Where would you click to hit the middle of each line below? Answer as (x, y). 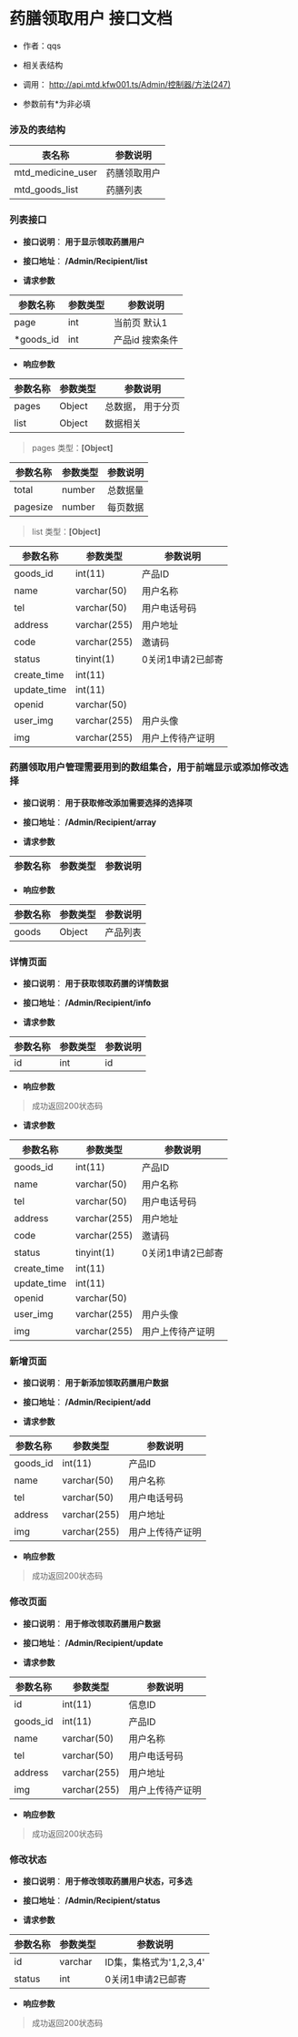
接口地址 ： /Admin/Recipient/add (87, 1402)
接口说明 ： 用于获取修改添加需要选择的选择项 (107, 802)
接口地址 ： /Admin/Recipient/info (87, 1003)
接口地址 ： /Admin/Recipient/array (89, 822)
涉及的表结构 (38, 129)
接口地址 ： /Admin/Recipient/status (91, 1900)
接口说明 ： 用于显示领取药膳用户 (84, 242)
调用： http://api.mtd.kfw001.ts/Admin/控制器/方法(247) (127, 84)
